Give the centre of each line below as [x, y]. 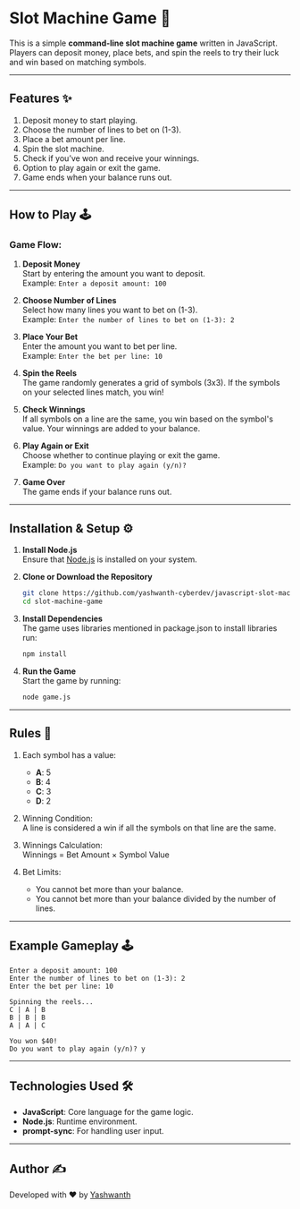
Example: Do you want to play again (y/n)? [104, 465]
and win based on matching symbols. [78, 62]
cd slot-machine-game [62, 602]
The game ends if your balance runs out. [97, 492]
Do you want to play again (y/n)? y [77, 1049]
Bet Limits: [42, 872]
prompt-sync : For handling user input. [93, 1131]
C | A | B [28, 1010]
